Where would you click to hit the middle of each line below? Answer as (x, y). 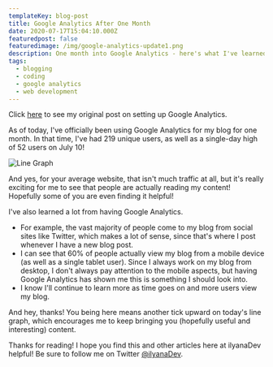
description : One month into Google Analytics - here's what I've (123, 54)
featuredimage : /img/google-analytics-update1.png (96, 46)
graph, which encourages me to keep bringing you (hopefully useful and (130, 321)
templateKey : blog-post (49, 16)
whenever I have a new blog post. (77, 245)
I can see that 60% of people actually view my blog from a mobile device (142, 253)
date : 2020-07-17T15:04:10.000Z (63, 31)
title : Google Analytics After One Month (80, 24)
